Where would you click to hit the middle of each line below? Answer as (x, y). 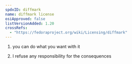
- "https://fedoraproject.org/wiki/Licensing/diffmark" (68, 32)
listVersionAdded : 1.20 (30, 23)
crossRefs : (16, 28)
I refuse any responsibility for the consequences (62, 56)
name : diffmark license (30, 14)
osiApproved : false (25, 19)
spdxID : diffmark (23, 10)
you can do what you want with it (46, 47)
